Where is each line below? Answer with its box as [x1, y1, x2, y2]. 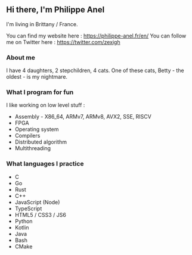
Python [14, 217, 33, 225]
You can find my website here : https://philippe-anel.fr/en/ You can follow [6, 32, 187, 39]
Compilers [14, 132, 41, 139]
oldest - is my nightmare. [6, 73, 67, 80]
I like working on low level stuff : [6, 101, 85, 109]
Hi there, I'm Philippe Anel [6, 5, 105, 15]
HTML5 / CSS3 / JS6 [14, 211, 67, 218]
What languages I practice [6, 160, 84, 168]
